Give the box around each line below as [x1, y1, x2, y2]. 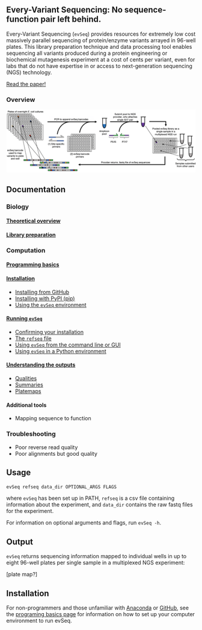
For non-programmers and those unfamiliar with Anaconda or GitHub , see [6, 604, 189, 611]
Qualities [14, 375, 37, 382]
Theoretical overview [6, 217, 61, 225]
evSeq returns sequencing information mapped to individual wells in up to [6, 553, 187, 560]
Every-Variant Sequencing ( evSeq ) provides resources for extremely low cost [6, 30, 196, 37]
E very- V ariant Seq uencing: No [6, 5, 123, 15]
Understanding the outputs [6, 361, 76, 368]
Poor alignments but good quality [14, 450, 98, 457]
